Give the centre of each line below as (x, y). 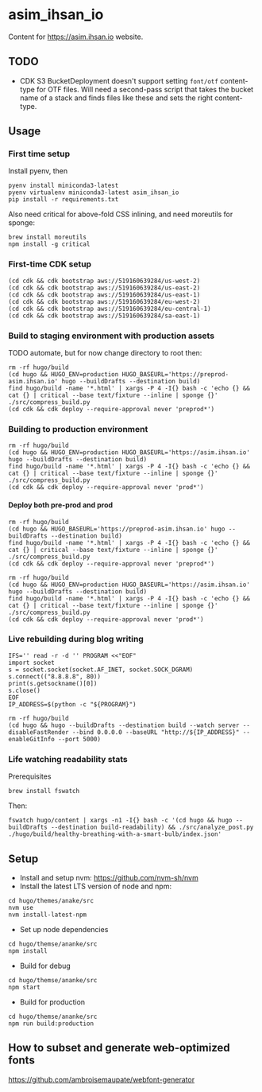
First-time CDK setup (50, 264)
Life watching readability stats (68, 759)
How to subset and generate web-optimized (119, 1048)
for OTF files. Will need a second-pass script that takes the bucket (145, 89)
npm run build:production (51, 1024)
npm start (25, 987)
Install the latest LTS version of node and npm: (96, 886)
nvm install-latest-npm (48, 915)
